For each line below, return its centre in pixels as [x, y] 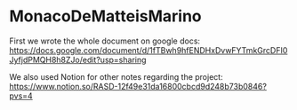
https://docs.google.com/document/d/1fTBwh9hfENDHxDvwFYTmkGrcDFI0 [148, 50]
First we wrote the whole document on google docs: [105, 41]
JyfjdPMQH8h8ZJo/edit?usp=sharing [78, 59]
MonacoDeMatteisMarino [105, 16]
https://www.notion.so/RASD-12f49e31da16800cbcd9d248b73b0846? [138, 86]
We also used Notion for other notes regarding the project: [116, 76]
